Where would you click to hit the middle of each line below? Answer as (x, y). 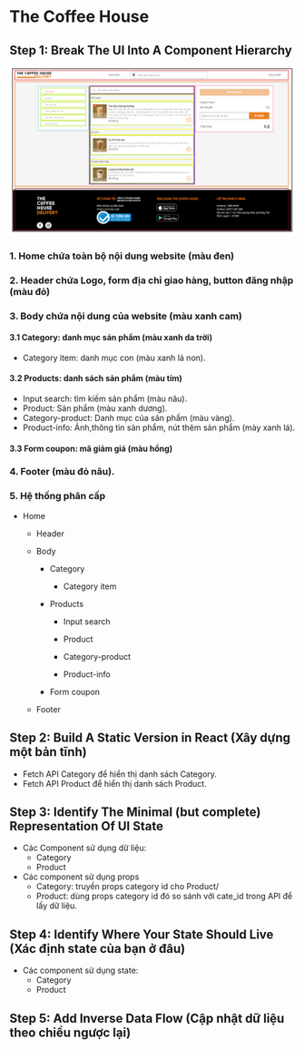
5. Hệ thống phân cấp (58, 496)
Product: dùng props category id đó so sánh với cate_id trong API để (164, 897)
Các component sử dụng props (81, 877)
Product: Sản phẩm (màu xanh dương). (95, 408)
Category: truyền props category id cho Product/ (127, 887)
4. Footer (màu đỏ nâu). (62, 472)
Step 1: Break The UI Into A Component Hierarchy (151, 50)
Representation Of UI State (86, 826)
